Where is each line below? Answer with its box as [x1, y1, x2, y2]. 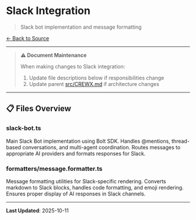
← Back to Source [6, 35, 50, 42]
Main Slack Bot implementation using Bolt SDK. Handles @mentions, [6, 137, 170, 145]
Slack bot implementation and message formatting [20, 23, 142, 30]
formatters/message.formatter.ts [6, 164, 103, 173]
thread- [171, 137, 190, 145]
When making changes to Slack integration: [20, 63, 125, 70]
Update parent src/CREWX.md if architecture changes [29, 80, 159, 87]
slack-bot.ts [6, 124, 41, 132]
